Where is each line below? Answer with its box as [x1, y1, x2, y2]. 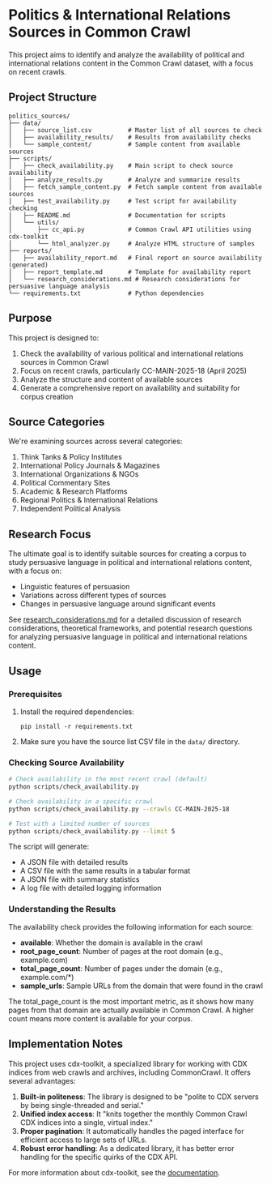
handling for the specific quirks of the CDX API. [19, 1152, 178, 1161]
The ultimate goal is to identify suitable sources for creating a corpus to [8, 549, 247, 558]
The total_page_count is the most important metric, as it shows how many [8, 996, 255, 1006]
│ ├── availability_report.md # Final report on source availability [8, 254, 263, 262]
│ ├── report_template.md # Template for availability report [8, 267, 252, 276]
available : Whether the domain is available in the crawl [19, 938, 204, 948]
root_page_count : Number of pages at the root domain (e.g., [19, 946, 224, 956]
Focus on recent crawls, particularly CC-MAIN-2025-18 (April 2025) [19, 366, 248, 375]
